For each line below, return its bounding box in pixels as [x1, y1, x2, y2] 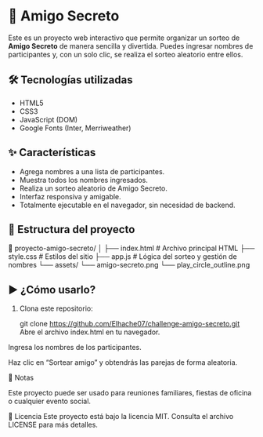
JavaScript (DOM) [19, 115, 78, 124]
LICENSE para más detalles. [8, 420, 98, 430]
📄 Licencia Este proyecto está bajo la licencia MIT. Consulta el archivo [8, 412, 234, 421]
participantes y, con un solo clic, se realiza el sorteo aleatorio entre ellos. [8, 49, 243, 59]
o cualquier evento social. [8, 396, 92, 406]
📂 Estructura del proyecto [8, 223, 135, 236]
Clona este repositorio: [19, 304, 93, 313]
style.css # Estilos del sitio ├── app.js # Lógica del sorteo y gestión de [8, 252, 237, 261]
